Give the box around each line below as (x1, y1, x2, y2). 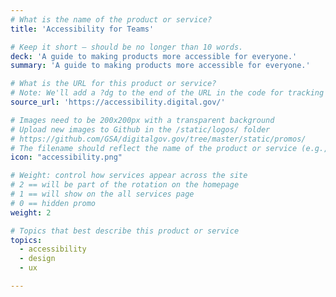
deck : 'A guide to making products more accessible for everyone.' (10, 51, 298, 61)
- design (19, 254, 56, 264)
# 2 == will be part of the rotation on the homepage (10, 180, 240, 190)
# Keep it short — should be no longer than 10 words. (10, 42, 244, 52)
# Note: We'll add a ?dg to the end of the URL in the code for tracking (10, 88, 325, 98)
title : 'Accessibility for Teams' (10, 24, 155, 34)
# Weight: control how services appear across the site (10, 171, 248, 181)
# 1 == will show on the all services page (10, 189, 195, 199)
